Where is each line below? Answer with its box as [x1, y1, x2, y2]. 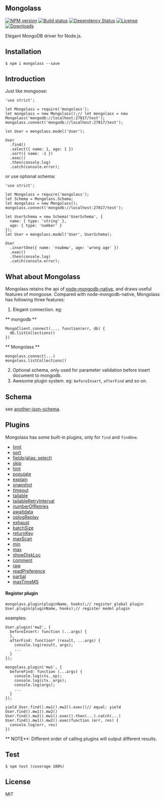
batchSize [12, 525, 34, 531]
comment [12, 557, 33, 563]
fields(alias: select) [12, 455, 52, 461]
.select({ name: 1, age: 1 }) [10, 147, 73, 152]
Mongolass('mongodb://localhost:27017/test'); [5, 116, 105, 121]
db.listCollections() [10, 331, 56, 336]
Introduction [5, 75, 46, 83]
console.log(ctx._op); [14, 674, 62, 679]
